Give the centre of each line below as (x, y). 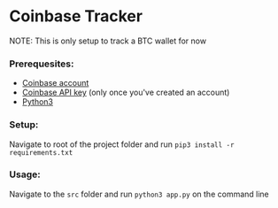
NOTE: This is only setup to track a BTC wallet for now (108, 41)
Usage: (25, 174)
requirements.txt (41, 152)
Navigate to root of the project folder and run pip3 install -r (122, 144)
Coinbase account (55, 83)
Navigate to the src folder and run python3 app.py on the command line (139, 194)
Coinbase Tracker (76, 16)
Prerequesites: (42, 64)
